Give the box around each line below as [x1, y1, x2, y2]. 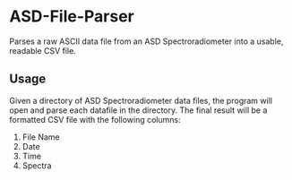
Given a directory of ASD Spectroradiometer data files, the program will [9, 95, 273, 106]
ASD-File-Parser [9, 6, 134, 27]
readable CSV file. [9, 45, 76, 56]
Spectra [21, 159, 52, 171]
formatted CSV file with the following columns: [9, 114, 181, 124]
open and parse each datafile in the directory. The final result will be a [9, 105, 268, 116]
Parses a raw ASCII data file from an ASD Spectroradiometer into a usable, [9, 36, 284, 47]
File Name [21, 132, 60, 142]
